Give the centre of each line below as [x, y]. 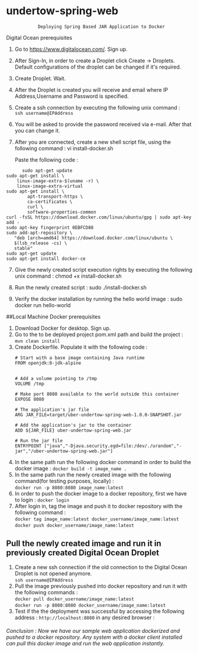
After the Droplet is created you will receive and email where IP [91, 89]
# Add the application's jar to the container [73, 425]
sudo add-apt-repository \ [39, 233]
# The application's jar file [52, 410]
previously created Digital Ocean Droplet [83, 553]
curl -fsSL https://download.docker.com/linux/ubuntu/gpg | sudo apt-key [99, 217]
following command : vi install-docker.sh [64, 148]
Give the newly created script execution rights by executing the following [103, 269]
